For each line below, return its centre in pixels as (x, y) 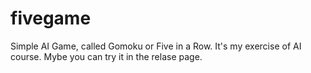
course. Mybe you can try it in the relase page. (106, 56)
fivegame (51, 18)
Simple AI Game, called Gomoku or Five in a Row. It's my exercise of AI (156, 46)
